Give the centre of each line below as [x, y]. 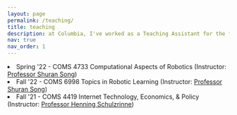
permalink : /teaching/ [41, 20]
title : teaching [31, 27]
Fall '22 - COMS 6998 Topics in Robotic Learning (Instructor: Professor [120, 81]
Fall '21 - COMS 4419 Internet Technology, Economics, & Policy [108, 97]
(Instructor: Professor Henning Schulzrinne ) [71, 104]
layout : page [26, 14]
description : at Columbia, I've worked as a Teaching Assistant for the [116, 34]
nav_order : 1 [26, 47]
